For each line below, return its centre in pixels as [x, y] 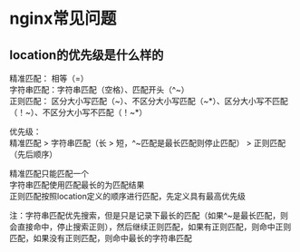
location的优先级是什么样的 [87, 55]
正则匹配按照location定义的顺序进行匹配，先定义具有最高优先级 [128, 196]
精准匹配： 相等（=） [49, 78]
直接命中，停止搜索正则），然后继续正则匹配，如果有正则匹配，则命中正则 [154, 227]
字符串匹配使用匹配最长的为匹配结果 [77, 185]
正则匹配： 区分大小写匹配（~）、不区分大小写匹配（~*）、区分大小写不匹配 [149, 101]
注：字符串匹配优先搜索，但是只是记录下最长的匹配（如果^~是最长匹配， [145, 215]
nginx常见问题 [63, 19]
